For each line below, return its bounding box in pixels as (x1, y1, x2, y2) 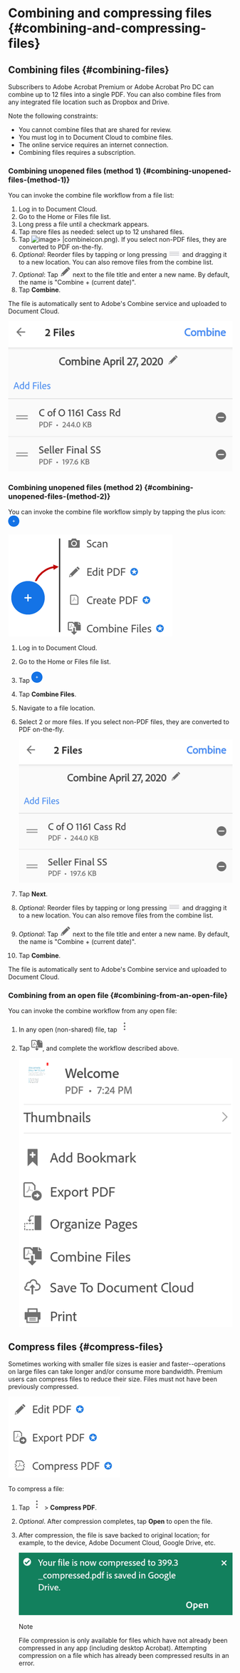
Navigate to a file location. (18, 704, 95, 713)
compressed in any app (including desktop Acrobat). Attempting (18, 1643, 207, 1652)
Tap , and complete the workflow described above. (18, 1044, 179, 1053)
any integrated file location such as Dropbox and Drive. (8, 98, 169, 106)
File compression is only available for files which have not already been (18, 1636, 228, 1644)
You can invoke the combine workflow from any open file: (8, 1007, 177, 1015)
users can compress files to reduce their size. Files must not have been (8, 1375, 218, 1383)
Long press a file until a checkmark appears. (18, 220, 150, 229)
